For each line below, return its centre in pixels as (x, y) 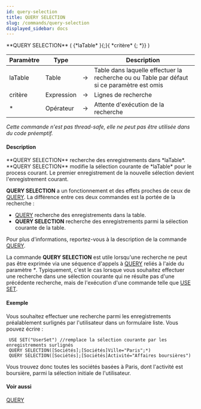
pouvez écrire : (25, 329)
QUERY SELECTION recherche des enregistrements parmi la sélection (101, 221)
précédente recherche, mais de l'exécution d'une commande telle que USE (99, 283)
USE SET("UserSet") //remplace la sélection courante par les (88, 340)
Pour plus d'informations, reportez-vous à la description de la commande (97, 239)
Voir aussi (19, 387)
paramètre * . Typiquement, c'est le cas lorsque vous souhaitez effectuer (95, 270)
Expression (61, 95)
